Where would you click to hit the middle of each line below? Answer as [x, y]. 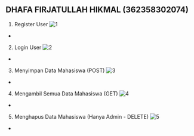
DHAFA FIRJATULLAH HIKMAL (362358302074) [97, 10]
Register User [31, 24]
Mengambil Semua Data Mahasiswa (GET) [66, 93]
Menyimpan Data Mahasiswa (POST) [59, 70]
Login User [28, 47]
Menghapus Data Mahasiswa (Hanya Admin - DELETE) [81, 116]
